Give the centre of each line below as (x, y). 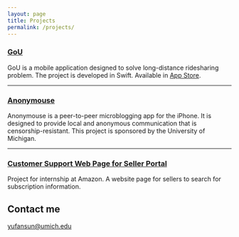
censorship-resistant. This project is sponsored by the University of (106, 131)
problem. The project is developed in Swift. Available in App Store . (104, 75)
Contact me (34, 209)
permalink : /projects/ (41, 27)
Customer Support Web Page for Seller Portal (87, 163)
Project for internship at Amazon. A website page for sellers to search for (115, 179)
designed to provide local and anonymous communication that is (102, 123)
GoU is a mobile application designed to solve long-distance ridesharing (113, 68)
